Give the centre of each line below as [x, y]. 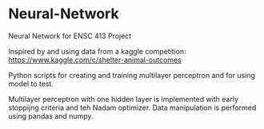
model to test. [31, 84]
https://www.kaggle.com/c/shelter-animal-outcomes [95, 60]
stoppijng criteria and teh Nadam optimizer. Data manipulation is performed [132, 107]
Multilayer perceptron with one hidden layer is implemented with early [123, 99]
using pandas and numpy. [51, 115]
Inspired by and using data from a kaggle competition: [97, 51]
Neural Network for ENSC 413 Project [70, 36]
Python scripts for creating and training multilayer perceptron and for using [132, 75]
